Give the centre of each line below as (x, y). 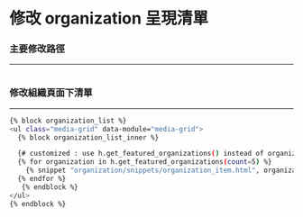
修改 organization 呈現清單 (109, 18)
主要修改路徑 (37, 49)
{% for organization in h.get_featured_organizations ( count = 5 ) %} (145, 162)
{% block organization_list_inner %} (88, 137)
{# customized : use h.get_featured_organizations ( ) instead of (141, 154)
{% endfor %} (42, 179)
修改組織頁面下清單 (51, 93)
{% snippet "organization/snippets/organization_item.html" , (142, 171)
